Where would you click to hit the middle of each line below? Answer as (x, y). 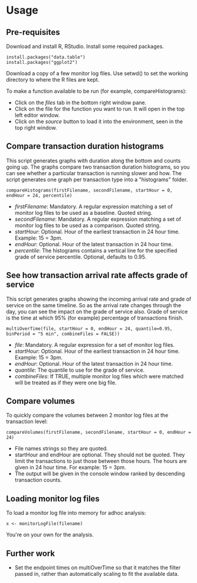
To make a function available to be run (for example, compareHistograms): (96, 91)
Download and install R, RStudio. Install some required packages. (85, 46)
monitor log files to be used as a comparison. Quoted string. (88, 225)
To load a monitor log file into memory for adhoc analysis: (76, 513)
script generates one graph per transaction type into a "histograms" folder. (97, 179)
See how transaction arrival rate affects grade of (97, 276)
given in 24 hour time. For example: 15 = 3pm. (70, 468)
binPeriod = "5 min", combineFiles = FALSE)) (63, 334)
